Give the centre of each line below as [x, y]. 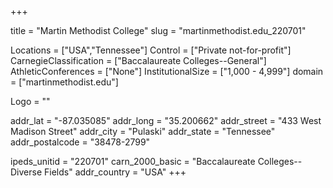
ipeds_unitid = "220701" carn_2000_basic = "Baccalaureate [133, 161]
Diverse [26, 172]
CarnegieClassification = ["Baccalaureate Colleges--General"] [138, 60]
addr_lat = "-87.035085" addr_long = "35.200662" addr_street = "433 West [166, 120]
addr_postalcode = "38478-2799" [80, 142]
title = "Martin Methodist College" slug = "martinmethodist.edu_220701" [158, 30]
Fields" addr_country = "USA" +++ [115, 172]
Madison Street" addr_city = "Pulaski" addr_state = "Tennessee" [143, 131]
